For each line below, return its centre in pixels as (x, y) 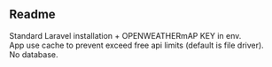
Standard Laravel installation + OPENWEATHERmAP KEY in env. (125, 35)
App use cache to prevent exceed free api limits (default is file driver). (136, 45)
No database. (34, 54)
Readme (32, 15)
